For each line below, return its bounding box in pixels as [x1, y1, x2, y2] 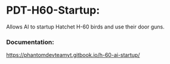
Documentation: [6, 38, 55, 46]
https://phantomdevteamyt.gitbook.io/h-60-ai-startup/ [6, 52, 140, 59]
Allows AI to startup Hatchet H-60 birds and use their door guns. [6, 23, 165, 30]
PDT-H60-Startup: [6, 4, 100, 17]
